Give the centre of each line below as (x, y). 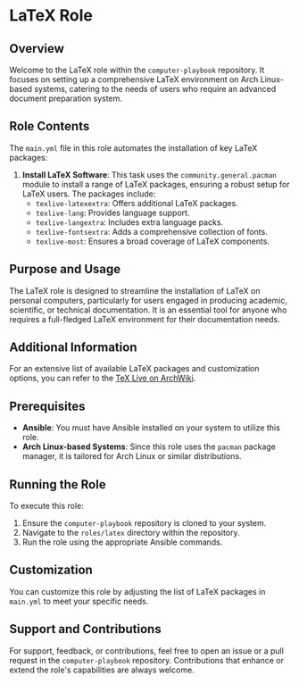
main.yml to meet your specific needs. (79, 601)
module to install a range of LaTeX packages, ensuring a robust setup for (156, 184)
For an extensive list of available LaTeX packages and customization (134, 369)
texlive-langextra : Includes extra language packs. (129, 222)
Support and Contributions (86, 629)
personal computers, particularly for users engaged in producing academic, (149, 300)
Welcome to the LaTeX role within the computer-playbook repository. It (137, 70)
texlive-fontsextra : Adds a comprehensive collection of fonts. (151, 231)
